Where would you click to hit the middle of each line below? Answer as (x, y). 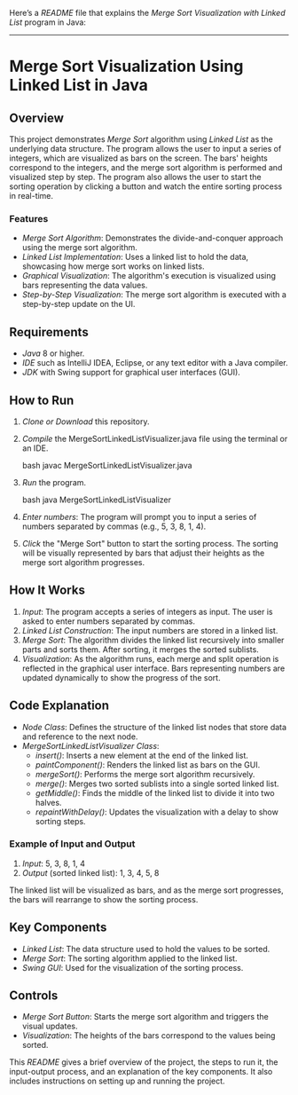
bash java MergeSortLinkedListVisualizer (96, 500)
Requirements (49, 332)
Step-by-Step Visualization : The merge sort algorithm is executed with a (154, 295)
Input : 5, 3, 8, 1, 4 (54, 863)
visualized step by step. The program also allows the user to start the (135, 177)
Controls (34, 996)
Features (29, 218)
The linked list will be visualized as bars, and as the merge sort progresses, (146, 890)
